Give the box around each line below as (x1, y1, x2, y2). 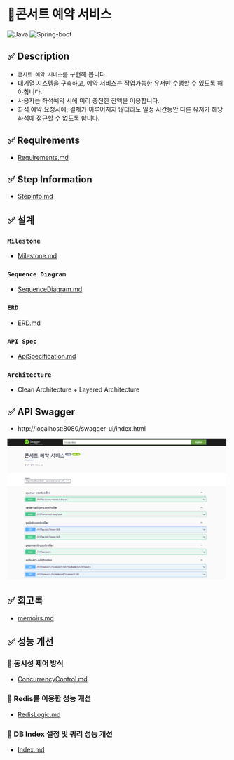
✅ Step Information (7, 173, 92, 185)
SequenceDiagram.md (17, 285, 83, 293)
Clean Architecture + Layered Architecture (17, 385, 140, 394)
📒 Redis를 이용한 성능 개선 (7, 694, 91, 704)
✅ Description (7, 51, 70, 62)
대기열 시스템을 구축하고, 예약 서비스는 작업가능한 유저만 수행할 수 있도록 (17, 79, 216, 87)
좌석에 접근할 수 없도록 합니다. (17, 114, 100, 122)
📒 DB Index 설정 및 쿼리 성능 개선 (7, 729, 113, 739)
